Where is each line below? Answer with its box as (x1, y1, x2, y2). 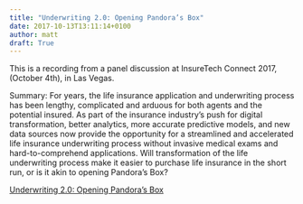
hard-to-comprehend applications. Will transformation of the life (9, 148, 249, 159)
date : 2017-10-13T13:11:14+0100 (9, 22, 131, 31)
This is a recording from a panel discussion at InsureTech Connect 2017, (9, 63, 278, 74)
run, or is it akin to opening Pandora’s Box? (9, 167, 169, 178)
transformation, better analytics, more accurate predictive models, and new (9, 119, 291, 130)
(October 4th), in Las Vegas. (9, 73, 115, 84)
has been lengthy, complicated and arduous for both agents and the (9, 100, 262, 111)
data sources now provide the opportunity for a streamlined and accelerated (9, 128, 294, 140)
